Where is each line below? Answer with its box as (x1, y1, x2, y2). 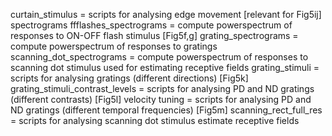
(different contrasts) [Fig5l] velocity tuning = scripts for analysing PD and (10, 94, 312, 105)
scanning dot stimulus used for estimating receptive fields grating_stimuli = (10, 62, 320, 73)
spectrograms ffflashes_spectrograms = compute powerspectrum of (10, 19, 293, 31)
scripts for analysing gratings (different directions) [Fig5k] (10, 72, 249, 84)
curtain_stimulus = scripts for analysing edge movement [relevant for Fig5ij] (10, 9, 322, 20)
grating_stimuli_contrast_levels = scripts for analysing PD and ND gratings (10, 83, 315, 94)
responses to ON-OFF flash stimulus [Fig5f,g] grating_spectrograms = (10, 30, 299, 41)
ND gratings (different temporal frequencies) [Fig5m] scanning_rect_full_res (10, 104, 323, 116)
